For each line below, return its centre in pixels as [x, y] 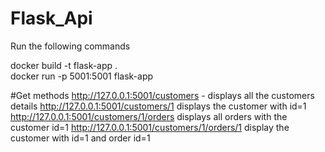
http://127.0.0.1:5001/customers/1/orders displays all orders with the [149, 116]
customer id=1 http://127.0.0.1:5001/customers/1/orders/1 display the [150, 127]
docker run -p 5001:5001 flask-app [82, 76]
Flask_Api [51, 18]
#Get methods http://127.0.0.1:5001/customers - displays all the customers [162, 95]
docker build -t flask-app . [64, 65]
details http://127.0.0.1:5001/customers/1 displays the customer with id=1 [158, 106]
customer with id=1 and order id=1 [80, 138]
